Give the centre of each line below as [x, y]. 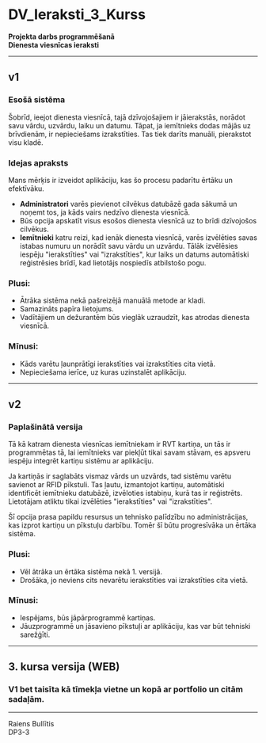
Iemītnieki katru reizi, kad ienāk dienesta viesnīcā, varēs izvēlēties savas [138, 237]
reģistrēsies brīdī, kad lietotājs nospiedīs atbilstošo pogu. [113, 262]
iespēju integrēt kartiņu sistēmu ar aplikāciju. [81, 461]
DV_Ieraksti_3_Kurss [77, 15]
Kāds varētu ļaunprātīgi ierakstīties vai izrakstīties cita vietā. [118, 364]
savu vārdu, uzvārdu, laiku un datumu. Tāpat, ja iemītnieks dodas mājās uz [129, 125]
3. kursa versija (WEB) [64, 667]
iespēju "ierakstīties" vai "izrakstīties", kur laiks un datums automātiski [134, 254]
